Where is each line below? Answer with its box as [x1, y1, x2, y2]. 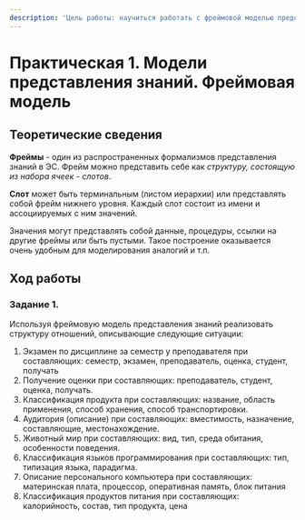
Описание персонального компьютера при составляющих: [22, 472, 253, 483]
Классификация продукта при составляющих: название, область [22, 395, 275, 405]
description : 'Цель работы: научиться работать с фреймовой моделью [9, 13, 274, 23]
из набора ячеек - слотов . [9, 170, 112, 182]
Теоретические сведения [9, 127, 162, 143]
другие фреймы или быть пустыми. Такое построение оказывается [9, 235, 271, 245]
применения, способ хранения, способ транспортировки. [22, 404, 249, 415]
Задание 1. [9, 297, 59, 310]
